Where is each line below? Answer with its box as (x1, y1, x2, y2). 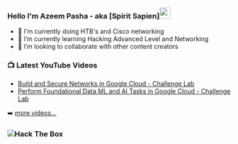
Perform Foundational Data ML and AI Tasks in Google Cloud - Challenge (17, 87, 231, 95)
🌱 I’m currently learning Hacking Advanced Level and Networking (17, 35, 209, 43)
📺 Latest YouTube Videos (7, 60, 98, 70)
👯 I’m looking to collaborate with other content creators (17, 43, 178, 51)
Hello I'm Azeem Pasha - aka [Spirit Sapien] (7, 11, 160, 21)
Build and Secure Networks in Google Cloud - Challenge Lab (17, 79, 195, 88)
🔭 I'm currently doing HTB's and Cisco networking (17, 27, 164, 35)
